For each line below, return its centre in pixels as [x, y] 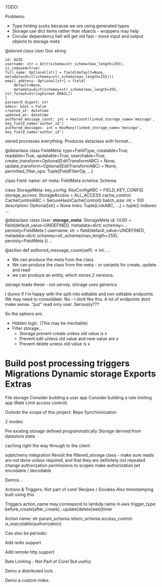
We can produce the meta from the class [53, 259]
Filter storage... [27, 328]
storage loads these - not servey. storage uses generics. [62, 285]
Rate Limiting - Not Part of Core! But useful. [49, 561]
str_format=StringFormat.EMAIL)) [39, 94]
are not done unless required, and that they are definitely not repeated [75, 460]
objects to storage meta [36, 41]
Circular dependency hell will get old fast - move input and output [78, 36]
